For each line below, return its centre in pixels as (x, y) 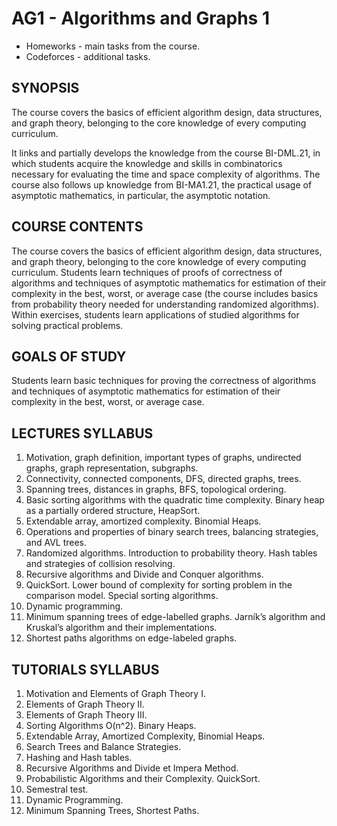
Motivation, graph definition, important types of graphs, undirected (163, 458)
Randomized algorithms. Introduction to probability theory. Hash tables (171, 553)
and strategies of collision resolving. (100, 564)
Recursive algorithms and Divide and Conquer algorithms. (144, 574)
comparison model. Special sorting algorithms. (122, 596)
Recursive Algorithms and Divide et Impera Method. (132, 768)
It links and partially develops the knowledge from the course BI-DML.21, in (166, 153)
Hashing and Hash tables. (79, 757)
